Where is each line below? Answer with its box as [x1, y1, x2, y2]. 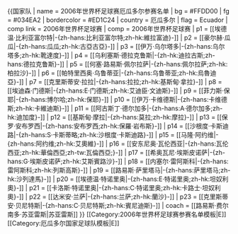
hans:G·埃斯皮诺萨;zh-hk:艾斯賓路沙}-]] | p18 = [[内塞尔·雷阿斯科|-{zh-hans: [7, 157, 229, 165]
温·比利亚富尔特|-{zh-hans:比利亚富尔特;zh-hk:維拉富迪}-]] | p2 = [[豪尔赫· [7, 33, 225, 42]
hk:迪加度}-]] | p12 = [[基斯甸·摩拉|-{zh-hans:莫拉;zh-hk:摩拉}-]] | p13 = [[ [7, 113, 222, 121]
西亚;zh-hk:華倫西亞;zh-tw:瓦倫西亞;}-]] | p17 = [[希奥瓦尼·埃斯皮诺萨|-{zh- [7, 148, 225, 156]
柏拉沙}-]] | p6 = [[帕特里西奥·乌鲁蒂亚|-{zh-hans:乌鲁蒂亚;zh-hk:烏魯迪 [7, 69, 217, 77]
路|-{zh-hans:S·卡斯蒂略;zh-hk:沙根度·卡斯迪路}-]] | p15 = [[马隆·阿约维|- [7, 131, 219, 139]
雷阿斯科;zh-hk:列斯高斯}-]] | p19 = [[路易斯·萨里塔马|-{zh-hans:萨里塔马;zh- [7, 166, 231, 174]
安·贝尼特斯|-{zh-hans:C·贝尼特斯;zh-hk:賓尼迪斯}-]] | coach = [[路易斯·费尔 [7, 201, 229, 209]
